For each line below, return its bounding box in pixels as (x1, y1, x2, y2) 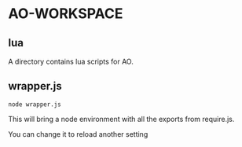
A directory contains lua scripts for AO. (8, 57, 134, 66)
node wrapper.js (8, 100, 61, 108)
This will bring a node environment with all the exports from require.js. (8, 114, 235, 123)
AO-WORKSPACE (8, 5, 123, 23)
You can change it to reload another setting (8, 129, 148, 138)
